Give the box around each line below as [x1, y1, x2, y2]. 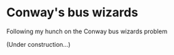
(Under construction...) [6, 40, 71, 48]
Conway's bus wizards [6, 5, 139, 20]
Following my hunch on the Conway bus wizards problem [6, 27, 168, 35]
